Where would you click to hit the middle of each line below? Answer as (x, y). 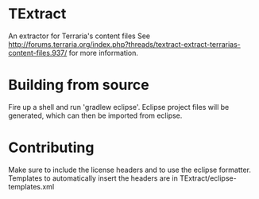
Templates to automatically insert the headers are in (93, 178)
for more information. (104, 53)
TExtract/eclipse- (208, 178)
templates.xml (31, 186)
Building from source (79, 85)
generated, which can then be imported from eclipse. (95, 115)
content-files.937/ (38, 53)
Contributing (51, 148)
